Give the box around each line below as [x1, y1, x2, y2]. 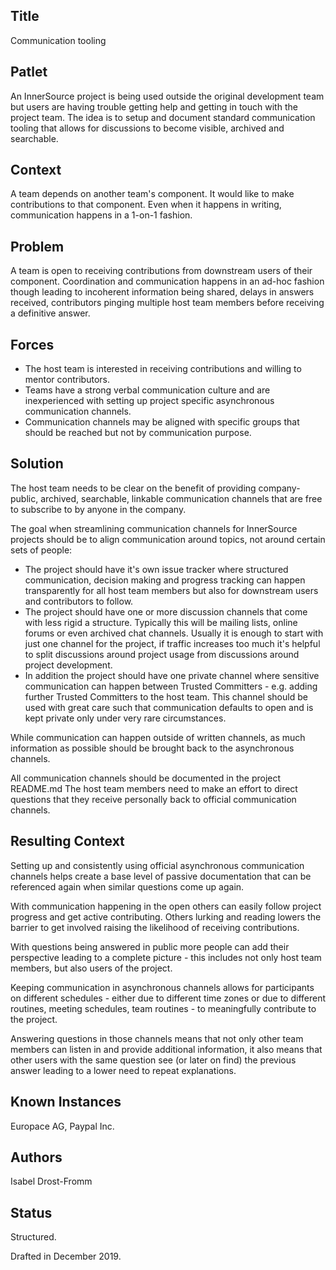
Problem [10, 238, 65, 255]
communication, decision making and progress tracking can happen [24, 574, 306, 586]
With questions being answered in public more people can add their [10, 940, 290, 953]
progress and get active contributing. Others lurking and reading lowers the [10, 910, 322, 923]
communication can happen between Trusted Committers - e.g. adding [24, 680, 318, 692]
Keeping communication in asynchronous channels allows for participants [10, 981, 315, 993]
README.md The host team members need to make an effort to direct [10, 782, 298, 794]
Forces [10, 336, 55, 353]
